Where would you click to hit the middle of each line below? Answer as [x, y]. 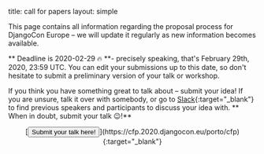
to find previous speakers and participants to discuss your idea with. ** [124, 108]
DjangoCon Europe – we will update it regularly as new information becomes [132, 35]
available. [24, 43]
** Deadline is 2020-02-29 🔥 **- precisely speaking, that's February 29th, [129, 59]
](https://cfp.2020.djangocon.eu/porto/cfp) [170, 132]
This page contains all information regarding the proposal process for [121, 26]
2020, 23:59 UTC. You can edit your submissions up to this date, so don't [127, 67]
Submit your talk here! [63, 132]
